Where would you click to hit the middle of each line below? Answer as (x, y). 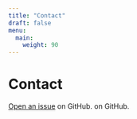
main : (25, 38)
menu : (17, 30)
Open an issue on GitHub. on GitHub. (69, 106)
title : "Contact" (37, 15)
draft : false (30, 23)
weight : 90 (41, 45)
